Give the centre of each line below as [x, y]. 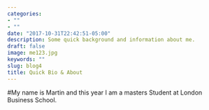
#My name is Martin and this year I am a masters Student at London [105, 92]
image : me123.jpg [33, 53]
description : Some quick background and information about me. [101, 40]
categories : [24, 14]
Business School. [32, 99]
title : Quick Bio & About [45, 72]
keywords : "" [26, 60]
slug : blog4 [24, 66]
